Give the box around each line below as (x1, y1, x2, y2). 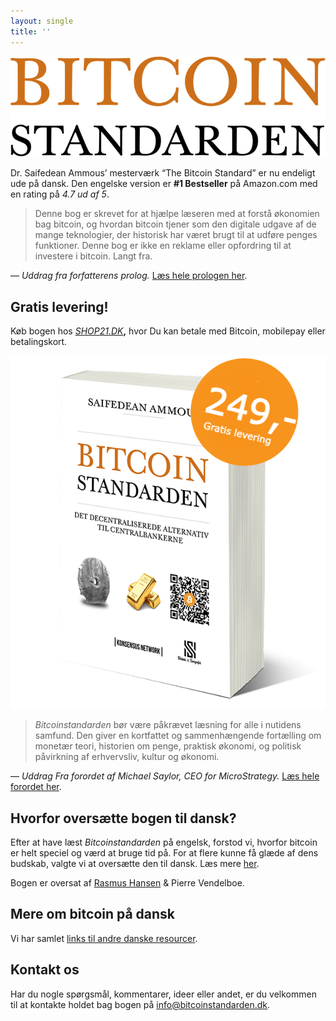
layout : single (10, 16, 74, 26)
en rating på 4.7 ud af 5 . (10, 188, 110, 200)
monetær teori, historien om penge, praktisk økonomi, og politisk (34, 740, 302, 752)
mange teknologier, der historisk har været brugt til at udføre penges (34, 229, 318, 241)
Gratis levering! (10, 298, 109, 315)
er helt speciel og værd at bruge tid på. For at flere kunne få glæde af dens (10, 847, 319, 859)
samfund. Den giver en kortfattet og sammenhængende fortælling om (34, 730, 322, 742)
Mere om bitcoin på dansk (10, 906, 176, 923)
